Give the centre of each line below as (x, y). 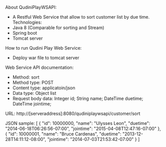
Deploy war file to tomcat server (46, 58)
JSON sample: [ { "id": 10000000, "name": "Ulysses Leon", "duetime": (78, 123)
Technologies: (27, 22)
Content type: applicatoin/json (44, 88)
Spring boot (25, 33)
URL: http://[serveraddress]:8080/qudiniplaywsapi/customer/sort (73, 113)
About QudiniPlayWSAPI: (31, 7)
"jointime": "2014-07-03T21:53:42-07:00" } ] (93, 139)
